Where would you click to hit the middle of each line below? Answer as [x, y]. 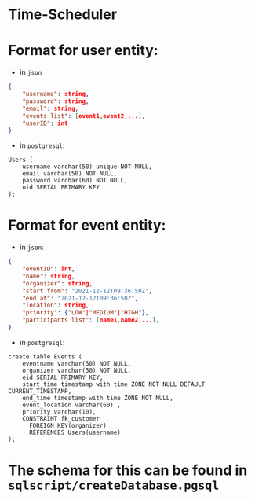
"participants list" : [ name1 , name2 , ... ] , [91, 320]
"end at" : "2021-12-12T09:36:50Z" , [80, 298]
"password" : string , [56, 101]
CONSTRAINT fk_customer [61, 418]
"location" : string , [56, 305]
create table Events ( [45, 357]
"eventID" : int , [49, 269]
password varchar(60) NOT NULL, [75, 181]
